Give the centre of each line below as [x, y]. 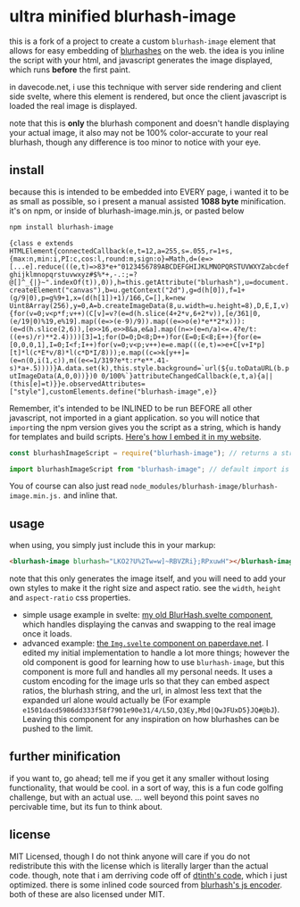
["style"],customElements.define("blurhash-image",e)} [113, 391]
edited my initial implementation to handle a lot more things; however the [156, 653]
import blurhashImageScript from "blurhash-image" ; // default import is [150, 469]
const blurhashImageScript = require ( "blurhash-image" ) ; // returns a [143, 453]
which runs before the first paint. [70, 70]
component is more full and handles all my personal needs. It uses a [147, 672]
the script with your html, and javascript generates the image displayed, [141, 60]
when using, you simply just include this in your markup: [112, 545]
